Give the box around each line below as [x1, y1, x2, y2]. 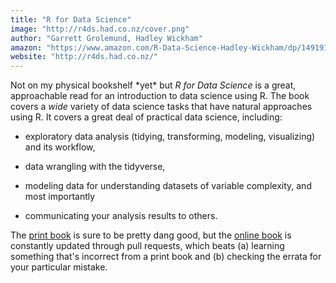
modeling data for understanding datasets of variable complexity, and [24, 180, 312, 192]
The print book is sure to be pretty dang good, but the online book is [10, 229, 292, 241]
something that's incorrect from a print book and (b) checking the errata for [10, 251, 322, 263]
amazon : [10, 42, 43, 53]
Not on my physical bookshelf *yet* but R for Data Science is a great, [10, 79, 297, 91]
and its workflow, [24, 141, 96, 153]
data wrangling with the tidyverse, [24, 161, 166, 173]
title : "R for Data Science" [10, 14, 132, 25]
